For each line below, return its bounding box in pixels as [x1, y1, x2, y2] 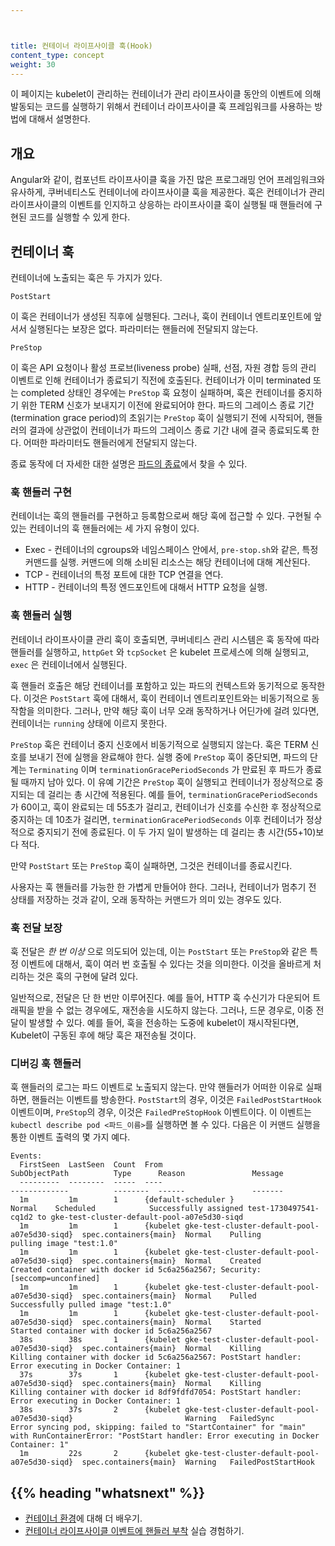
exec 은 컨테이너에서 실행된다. [10, 658, 128, 670]
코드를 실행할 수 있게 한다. [28, 211, 131, 223]
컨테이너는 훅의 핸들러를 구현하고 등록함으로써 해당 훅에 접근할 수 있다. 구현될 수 [10, 510, 323, 522]
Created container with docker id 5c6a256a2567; [10, 1265, 217, 1275]
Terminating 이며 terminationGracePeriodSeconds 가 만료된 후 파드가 [28, 763, 304, 775]
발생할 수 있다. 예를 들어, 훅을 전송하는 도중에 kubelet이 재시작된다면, [28, 1016, 299, 1028]
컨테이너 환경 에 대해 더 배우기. [24, 1512, 143, 1524]
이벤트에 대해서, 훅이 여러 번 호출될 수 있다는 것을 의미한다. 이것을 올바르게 [20, 957, 312, 970]
